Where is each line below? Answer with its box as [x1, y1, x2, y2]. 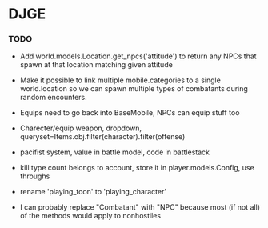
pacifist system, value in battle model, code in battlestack [19, 147, 210, 157]
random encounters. [19, 93, 88, 102]
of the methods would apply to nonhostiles [19, 211, 162, 221]
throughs [19, 171, 50, 181]
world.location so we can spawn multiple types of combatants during [19, 84, 248, 94]
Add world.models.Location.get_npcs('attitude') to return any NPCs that [19, 51, 258, 61]
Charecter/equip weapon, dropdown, [19, 123, 142, 133]
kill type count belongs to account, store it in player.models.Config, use [19, 163, 254, 173]
